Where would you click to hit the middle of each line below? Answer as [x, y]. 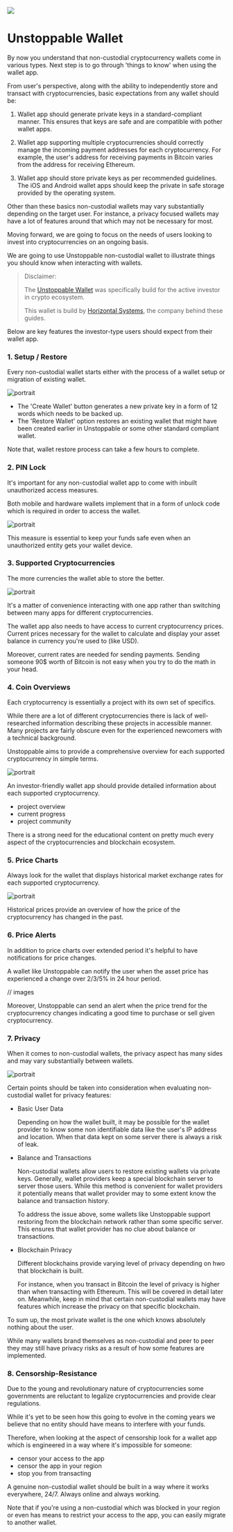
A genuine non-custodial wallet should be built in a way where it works [108, 1487]
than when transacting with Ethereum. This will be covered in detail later [120, 1292]
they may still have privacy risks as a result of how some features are [106, 1348]
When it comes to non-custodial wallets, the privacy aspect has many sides [115, 1054]
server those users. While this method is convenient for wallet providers [120, 1186]
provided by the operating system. [66, 193]
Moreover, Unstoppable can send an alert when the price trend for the [107, 1006]
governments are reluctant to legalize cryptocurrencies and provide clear [112, 1396]
